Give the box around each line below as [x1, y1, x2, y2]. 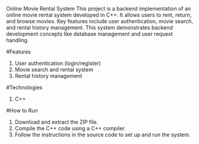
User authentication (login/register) [14, 60, 101, 67]
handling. [6, 37, 29, 43]
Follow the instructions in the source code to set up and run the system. [14, 131, 191, 138]
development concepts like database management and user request [6, 30, 173, 37]
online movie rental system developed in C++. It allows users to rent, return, [6, 11, 192, 18]
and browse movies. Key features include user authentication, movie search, [6, 18, 194, 24]
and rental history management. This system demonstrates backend [6, 24, 173, 31]
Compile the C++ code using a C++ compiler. [14, 125, 126, 132]
